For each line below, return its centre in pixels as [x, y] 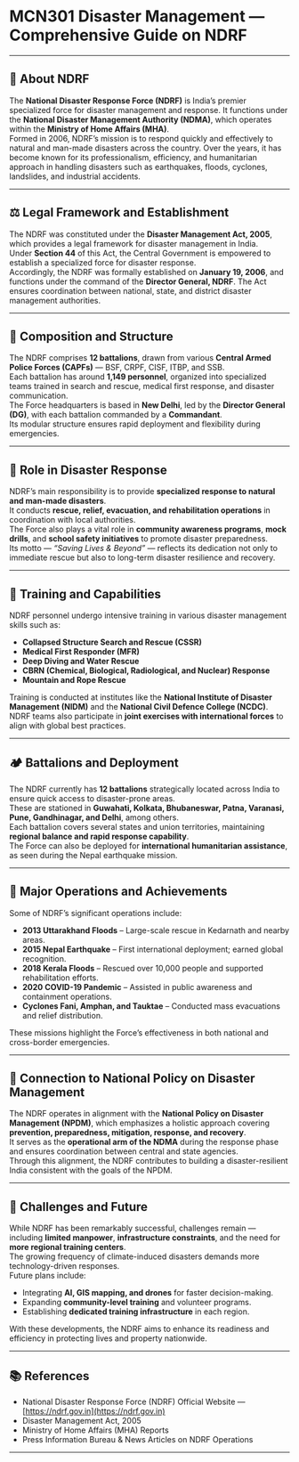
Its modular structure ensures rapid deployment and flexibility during [135, 424]
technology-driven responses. [65, 1266]
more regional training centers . [68, 1247]
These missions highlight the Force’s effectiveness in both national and [139, 1032]
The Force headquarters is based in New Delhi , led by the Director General [147, 405]
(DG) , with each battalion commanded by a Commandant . [116, 415]
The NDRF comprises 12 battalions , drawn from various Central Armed [140, 358]
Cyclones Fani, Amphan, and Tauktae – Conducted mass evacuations [151, 1006]
